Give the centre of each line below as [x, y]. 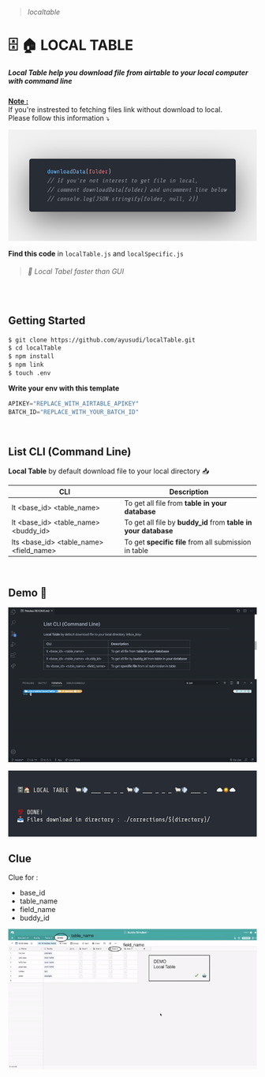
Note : [19, 101]
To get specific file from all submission [188, 542]
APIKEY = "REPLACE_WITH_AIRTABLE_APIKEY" [74, 403]
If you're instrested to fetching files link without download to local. [116, 109]
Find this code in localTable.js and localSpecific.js [96, 253]
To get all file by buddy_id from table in [188, 522]
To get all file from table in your [175, 503]
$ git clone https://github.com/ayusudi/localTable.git [102, 340]
